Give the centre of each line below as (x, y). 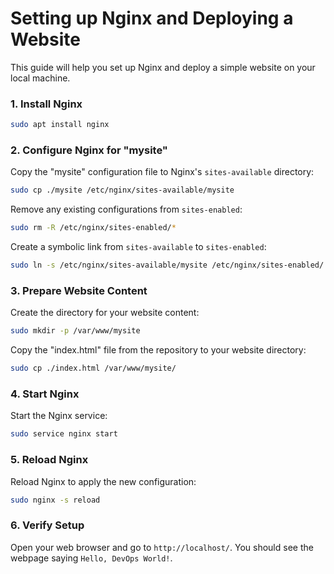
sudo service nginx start (64, 434)
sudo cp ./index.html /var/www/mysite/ (93, 368)
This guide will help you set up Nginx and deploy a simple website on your (163, 67)
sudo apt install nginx (60, 125)
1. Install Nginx (46, 104)
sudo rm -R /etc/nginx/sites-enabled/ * (93, 228)
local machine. (40, 78)
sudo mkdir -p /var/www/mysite (75, 331)
